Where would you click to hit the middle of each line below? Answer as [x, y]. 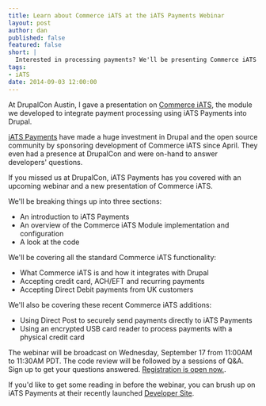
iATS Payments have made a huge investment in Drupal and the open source [133, 136]
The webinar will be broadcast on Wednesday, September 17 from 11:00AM [130, 352]
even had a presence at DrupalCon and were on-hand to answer [113, 153]
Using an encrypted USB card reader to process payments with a [126, 328]
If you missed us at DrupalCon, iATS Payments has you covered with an [125, 177]
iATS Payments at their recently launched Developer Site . [101, 393]
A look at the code [49, 242]
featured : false [35, 45]
